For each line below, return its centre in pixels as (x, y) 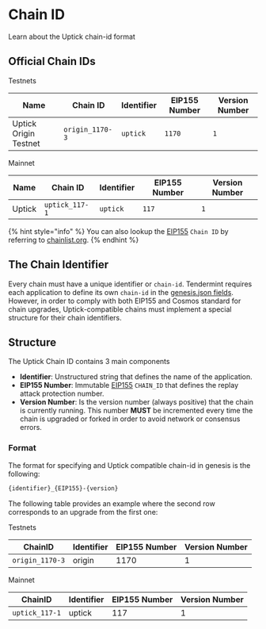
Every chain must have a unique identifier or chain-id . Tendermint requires (130, 284)
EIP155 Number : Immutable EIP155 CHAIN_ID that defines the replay (129, 385)
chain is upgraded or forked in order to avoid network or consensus (130, 419)
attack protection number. (62, 393)
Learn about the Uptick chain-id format (72, 36)
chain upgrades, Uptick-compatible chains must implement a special (120, 309)
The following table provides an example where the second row (112, 503)
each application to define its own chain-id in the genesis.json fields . (121, 292)
